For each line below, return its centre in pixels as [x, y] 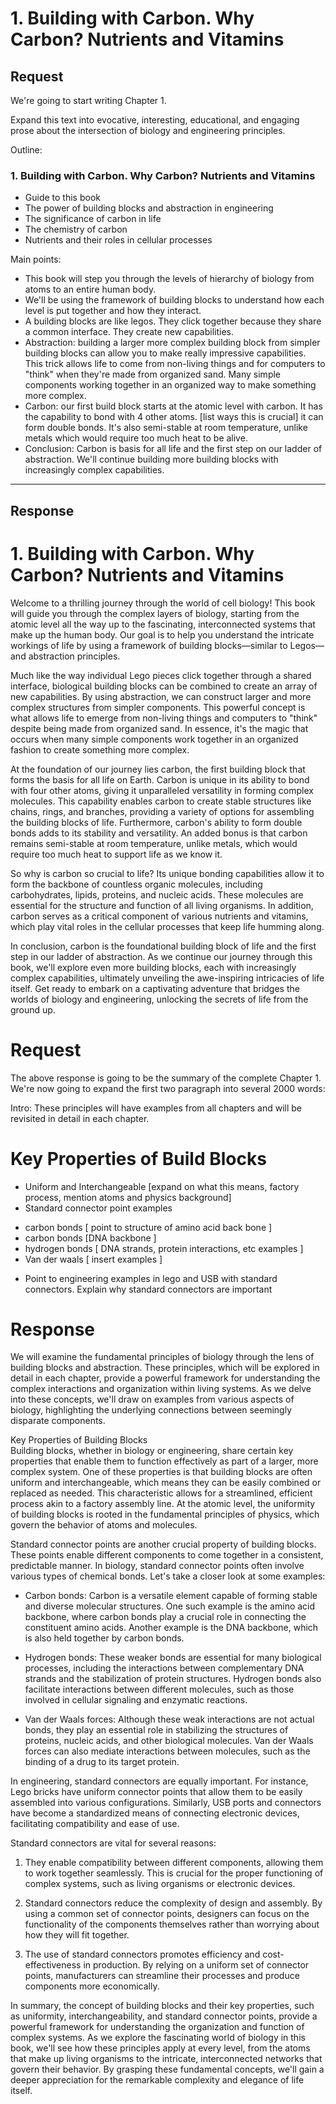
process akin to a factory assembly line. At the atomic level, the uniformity [163, 1504]
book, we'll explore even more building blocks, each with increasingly [153, 967]
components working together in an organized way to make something [170, 385]
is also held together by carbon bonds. [104, 1638]
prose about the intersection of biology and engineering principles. [148, 130]
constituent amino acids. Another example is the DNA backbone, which [171, 1628]
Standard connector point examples [98, 1208]
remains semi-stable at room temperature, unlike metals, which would [154, 843]
